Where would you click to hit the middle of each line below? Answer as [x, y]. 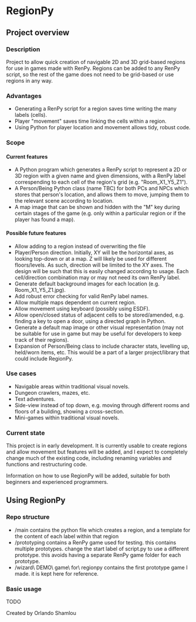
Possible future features [36, 233]
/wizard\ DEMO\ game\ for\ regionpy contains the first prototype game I [101, 567]
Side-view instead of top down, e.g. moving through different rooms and [102, 405]
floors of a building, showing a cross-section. [69, 411]
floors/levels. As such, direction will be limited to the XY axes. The [94, 265]
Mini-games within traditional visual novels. [67, 418]
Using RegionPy [36, 500]
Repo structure [28, 517]
